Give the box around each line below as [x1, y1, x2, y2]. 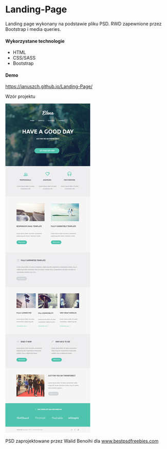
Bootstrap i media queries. [5, 26, 61, 32]
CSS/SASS [12, 55, 36, 61]
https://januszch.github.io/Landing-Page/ [5, 83, 93, 89]
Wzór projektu [5, 94, 36, 100]
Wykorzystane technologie [5, 38, 65, 44]
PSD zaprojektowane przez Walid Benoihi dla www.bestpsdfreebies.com [5, 438, 159, 444]
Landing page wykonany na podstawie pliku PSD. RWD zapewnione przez [5, 21, 162, 27]
